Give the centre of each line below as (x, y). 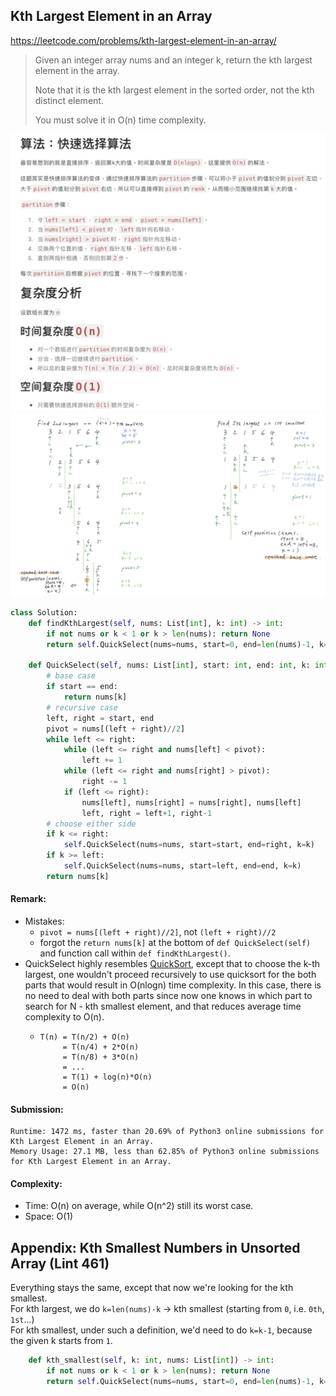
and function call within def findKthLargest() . (135, 953)
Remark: (28, 899)
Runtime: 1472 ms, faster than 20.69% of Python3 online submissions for (167, 1132)
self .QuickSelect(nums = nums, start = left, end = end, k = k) (182, 866)
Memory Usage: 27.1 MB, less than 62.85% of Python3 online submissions (165, 1152)
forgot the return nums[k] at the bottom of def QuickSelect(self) (175, 943)
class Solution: (44, 613)
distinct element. (69, 100)
